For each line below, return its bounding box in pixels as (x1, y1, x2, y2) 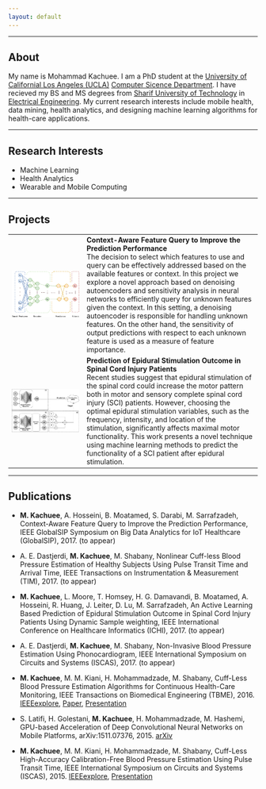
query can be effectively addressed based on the (86, 260, 247, 270)
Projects (8, 213, 51, 226)
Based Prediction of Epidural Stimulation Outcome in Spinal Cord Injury (19, 609, 251, 618)
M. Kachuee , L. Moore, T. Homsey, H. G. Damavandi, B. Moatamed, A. (19, 592, 249, 602)
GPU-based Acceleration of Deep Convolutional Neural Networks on (19, 722, 244, 732)
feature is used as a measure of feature (86, 336, 215, 345)
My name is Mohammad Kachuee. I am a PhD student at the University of (8, 71, 247, 81)
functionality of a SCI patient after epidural (86, 448, 225, 458)
